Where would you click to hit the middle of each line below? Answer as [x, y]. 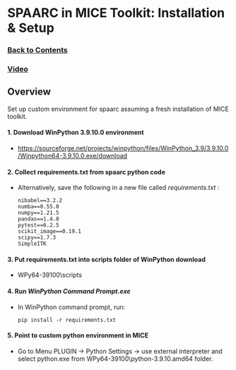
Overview [29, 92]
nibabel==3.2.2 [40, 201]
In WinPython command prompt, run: [71, 307]
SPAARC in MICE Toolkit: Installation [116, 13]
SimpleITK [32, 244]
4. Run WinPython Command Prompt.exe [69, 292]
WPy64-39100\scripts [50, 275]
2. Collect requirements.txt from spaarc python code [87, 172]
